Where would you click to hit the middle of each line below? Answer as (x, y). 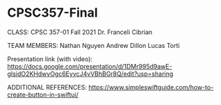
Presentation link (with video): (50, 59)
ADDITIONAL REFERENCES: (47, 87)
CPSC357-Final (53, 13)
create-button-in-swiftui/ (43, 95)
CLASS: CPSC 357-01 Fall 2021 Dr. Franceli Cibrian (80, 32)
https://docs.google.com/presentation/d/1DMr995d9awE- (90, 66)
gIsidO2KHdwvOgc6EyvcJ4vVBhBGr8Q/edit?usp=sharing (90, 74)
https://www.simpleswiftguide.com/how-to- (151, 87)
